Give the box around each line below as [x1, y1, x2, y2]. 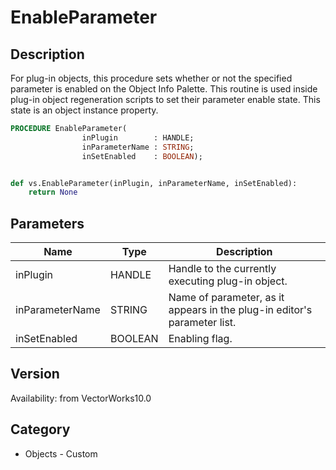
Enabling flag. [168, 332, 233, 346]
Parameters [10, 215, 85, 232]
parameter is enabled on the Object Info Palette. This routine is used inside [10, 83, 318, 95]
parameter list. [168, 316, 237, 330]
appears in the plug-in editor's [168, 303, 313, 317]
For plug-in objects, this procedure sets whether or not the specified [10, 72, 293, 84]
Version [10, 366, 60, 383]
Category [10, 421, 71, 438]
